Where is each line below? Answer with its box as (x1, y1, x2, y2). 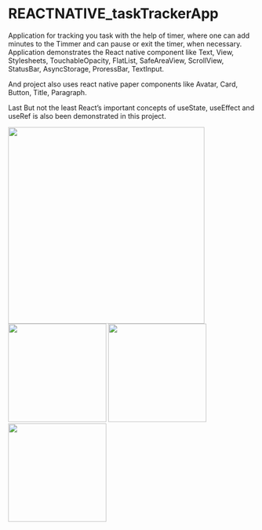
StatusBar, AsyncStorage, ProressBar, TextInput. (8, 64, 165, 73)
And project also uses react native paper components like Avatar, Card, (8, 79, 238, 89)
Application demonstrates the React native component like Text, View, (8, 47, 234, 57)
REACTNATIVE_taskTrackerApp (8, 5, 219, 23)
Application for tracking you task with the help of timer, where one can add (8, 31, 250, 40)
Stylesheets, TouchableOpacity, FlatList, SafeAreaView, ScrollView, (8, 56, 224, 65)
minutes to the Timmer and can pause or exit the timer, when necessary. (8, 39, 242, 48)
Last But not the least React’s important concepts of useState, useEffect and (8, 103, 255, 112)
